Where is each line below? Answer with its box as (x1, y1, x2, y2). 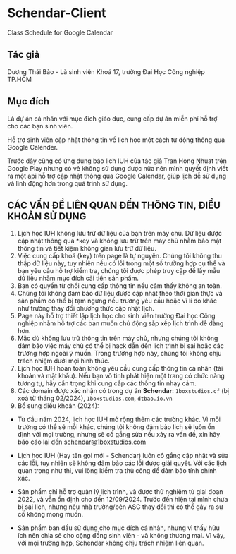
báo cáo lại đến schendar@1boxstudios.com (17, 438, 147, 446)
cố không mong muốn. (17, 510, 83, 519)
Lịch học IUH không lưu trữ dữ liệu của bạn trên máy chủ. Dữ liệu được (17, 229, 222, 238)
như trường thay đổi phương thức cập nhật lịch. (17, 304, 154, 313)
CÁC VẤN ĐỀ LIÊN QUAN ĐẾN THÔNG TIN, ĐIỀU (7, 199, 221, 211)
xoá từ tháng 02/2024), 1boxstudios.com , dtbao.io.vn (17, 394, 173, 403)
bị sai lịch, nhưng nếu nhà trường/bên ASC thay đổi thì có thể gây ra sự (17, 502, 223, 511)
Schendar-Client (7, 5, 106, 21)
